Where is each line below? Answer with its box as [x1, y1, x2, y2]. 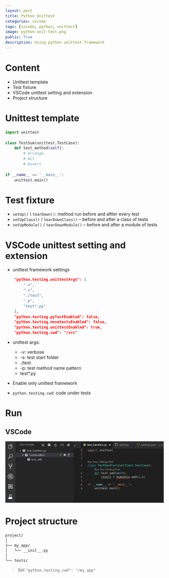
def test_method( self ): [14, 146, 64, 151]
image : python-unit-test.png [5, 29, 66, 35]
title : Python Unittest [5, 13, 55, 19]
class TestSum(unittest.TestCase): [5, 140, 80, 145]
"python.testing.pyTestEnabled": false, [14, 314, 100, 319]
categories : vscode [5, 19, 46, 24]
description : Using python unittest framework [5, 40, 105, 45]
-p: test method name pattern [20, 365, 81, 371]
